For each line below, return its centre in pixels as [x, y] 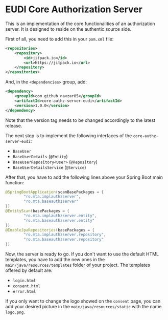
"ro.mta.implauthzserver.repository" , [65, 235]
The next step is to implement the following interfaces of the [69, 135]
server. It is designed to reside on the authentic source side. [68, 29]
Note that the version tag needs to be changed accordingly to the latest [80, 120]
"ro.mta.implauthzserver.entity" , [60, 216]
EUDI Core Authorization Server [74, 9]
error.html [24, 292]
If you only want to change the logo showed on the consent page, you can [83, 301]
